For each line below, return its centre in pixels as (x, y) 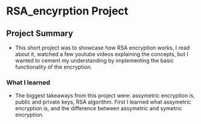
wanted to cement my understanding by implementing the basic (94, 60)
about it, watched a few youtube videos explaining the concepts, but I (101, 54)
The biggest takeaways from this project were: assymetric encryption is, (105, 96)
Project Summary (40, 33)
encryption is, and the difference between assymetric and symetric (98, 108)
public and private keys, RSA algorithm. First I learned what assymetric (103, 102)
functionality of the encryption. (53, 67)
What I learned (28, 82)
